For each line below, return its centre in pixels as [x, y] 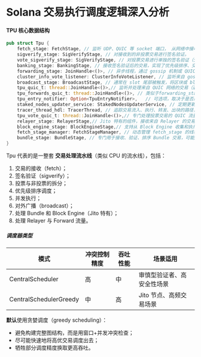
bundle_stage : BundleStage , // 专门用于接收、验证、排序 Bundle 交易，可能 [106, 138]
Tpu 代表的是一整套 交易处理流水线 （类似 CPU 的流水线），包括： [86, 155]
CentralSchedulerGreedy [44, 299]
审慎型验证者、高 [163, 274]
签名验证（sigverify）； [42, 176]
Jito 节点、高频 [160, 295]
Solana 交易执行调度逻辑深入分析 [88, 12]
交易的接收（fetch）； [41, 169]
